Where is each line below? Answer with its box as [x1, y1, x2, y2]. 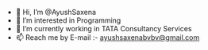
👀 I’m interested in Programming [15, 16, 121, 25]
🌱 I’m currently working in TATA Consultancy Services [15, 24, 192, 33]
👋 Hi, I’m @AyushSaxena [15, 8, 97, 16]
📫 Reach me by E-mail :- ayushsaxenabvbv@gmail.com [15, 33, 200, 42]
